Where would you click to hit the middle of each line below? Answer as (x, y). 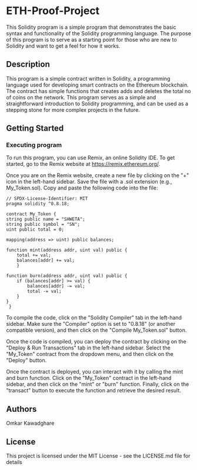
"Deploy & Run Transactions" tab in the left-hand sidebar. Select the (88, 348)
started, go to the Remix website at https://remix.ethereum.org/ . (83, 164)
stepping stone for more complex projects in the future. (73, 109)
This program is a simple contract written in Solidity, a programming (88, 78)
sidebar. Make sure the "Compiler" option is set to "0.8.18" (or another (91, 324)
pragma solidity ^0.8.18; (38, 204)
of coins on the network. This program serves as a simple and (81, 97)
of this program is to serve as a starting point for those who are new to (92, 39)
